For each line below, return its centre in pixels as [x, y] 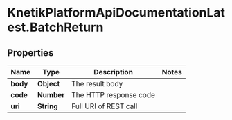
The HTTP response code [114, 95]
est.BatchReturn [55, 27]
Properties [30, 53]
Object [48, 84]
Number [51, 95]
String [47, 106]
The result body [97, 84]
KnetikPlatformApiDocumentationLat [116, 13]
